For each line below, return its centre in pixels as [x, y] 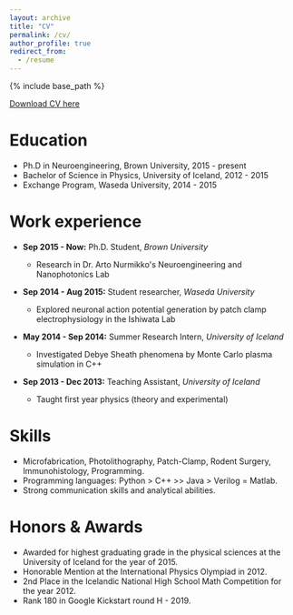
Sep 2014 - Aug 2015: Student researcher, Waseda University [139, 291]
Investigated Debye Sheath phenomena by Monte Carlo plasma [154, 354]
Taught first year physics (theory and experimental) [132, 399]
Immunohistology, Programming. [83, 470]
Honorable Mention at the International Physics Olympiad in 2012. [145, 571]
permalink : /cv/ [40, 35]
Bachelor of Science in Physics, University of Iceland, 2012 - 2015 [146, 175]
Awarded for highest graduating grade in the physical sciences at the [151, 552]
